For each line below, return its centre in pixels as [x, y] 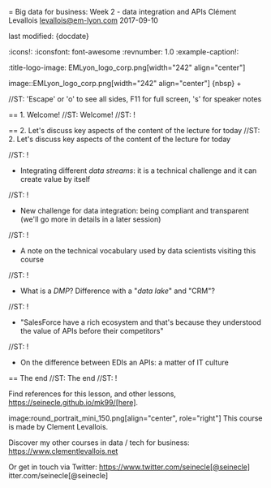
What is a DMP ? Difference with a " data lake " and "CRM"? [117, 291]
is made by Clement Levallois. [58, 427]
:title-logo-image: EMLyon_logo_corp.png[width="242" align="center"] [127, 67]
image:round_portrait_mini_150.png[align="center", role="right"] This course [135, 418]
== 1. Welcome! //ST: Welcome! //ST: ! [72, 114]
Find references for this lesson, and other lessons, [92, 394]
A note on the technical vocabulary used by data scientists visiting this [138, 250]
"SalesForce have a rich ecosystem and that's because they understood [141, 322]
